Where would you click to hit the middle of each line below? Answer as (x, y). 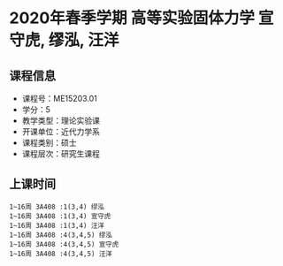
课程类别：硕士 (49, 143)
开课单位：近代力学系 (61, 132)
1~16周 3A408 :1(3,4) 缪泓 (57, 207)
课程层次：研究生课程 (61, 154)
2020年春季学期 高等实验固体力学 (132, 18)
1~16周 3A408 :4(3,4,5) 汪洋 (61, 254)
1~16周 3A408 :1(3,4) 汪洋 (57, 225)
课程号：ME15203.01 (59, 99)
